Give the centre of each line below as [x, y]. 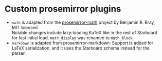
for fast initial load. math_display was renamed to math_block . [73, 38]
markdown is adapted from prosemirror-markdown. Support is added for [82, 43]
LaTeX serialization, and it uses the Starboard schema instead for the [81, 48]
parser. [19, 53]
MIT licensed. [25, 27]
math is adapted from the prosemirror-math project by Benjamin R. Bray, [83, 22]
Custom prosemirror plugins [63, 9]
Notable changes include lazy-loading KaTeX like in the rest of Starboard [84, 32]
